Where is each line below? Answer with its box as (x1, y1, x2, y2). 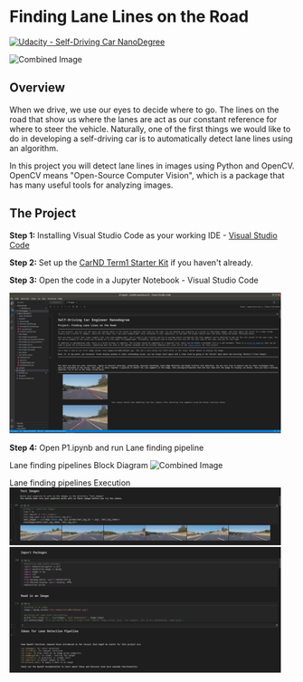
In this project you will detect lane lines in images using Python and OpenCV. (9, 160, 295, 171)
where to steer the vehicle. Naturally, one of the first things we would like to (9, 123, 291, 134)
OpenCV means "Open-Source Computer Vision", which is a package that (9, 169, 285, 180)
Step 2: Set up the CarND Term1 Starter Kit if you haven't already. (9, 256, 253, 268)
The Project (9, 206, 77, 221)
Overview (9, 80, 66, 96)
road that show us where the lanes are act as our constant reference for (9, 113, 278, 124)
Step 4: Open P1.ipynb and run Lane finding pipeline (9, 442, 204, 453)
